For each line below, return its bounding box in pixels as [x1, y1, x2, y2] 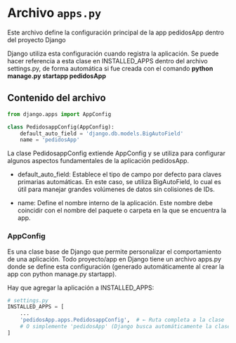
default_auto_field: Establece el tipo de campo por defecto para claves [17, 170, 222, 179]
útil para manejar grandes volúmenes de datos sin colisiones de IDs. [17, 185, 216, 194]
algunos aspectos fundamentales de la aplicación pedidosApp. [7, 157, 190, 165]
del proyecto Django [7, 35, 66, 44]
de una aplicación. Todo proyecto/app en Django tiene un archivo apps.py [7, 254, 221, 263]
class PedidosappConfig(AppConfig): [7, 123, 114, 131]
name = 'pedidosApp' [20, 136, 80, 143]
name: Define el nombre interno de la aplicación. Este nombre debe [17, 199, 213, 207]
